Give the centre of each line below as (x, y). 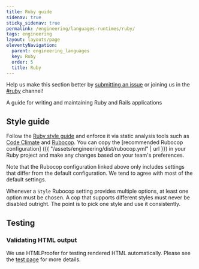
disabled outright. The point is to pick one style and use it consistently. (94, 204)
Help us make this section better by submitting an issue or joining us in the (98, 85)
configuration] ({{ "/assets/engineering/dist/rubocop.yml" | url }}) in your (96, 149)
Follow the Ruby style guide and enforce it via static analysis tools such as (98, 136)
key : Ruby (24, 56)
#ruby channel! (25, 91)
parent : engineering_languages (51, 51)
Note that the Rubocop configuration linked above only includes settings (95, 167)
